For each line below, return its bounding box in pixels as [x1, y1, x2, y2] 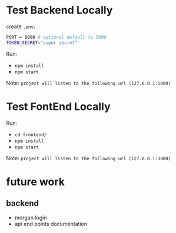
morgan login [14, 214, 47, 221]
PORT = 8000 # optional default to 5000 [6, 34, 107, 40]
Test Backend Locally [6, 4, 113, 17]
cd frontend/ [14, 131, 47, 138]
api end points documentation [14, 220, 87, 227]
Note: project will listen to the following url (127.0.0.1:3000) [6, 154, 171, 161]
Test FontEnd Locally [6, 100, 111, 113]
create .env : [6, 23, 35, 30]
